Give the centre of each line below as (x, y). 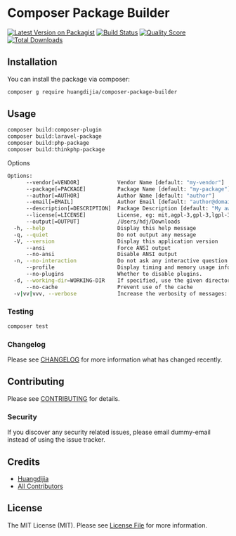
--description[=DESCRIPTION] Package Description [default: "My (123, 209)
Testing (20, 312)
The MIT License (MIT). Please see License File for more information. (107, 525)
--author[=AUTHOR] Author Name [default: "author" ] (120, 196)
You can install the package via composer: (68, 79)
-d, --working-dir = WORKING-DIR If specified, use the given (108, 280)
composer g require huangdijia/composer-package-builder (92, 92)
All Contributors (40, 486)
